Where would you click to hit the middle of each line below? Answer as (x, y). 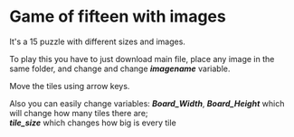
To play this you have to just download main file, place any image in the (142, 59)
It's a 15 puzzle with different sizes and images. (97, 41)
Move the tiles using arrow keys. (70, 86)
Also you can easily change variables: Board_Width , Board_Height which (147, 103)
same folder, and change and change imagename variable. (120, 68)
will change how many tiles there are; (79, 113)
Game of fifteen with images (118, 17)
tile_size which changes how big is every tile (93, 123)
